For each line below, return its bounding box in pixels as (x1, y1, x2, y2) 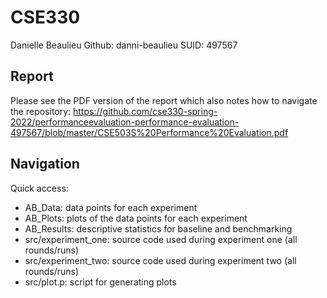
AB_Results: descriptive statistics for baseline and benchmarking (24, 222, 293, 235)
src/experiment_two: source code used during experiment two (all (24, 254, 297, 266)
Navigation (10, 156, 80, 173)
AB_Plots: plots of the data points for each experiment (24, 212, 248, 224)
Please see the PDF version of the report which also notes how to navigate (10, 94, 318, 106)
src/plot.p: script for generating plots (24, 276, 177, 288)
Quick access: (10, 182, 69, 194)
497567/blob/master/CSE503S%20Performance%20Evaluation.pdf (10, 126, 289, 138)
